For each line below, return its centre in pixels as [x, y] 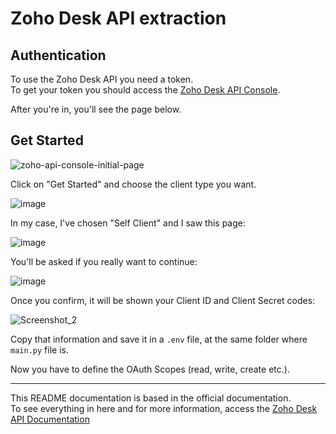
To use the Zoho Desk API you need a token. [102, 79]
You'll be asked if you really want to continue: [104, 261]
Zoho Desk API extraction [118, 18]
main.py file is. [39, 349]
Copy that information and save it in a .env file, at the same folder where [159, 339]
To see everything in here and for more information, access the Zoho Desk [164, 408]
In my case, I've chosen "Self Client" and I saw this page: [128, 223]
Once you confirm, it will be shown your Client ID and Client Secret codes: [163, 300]
